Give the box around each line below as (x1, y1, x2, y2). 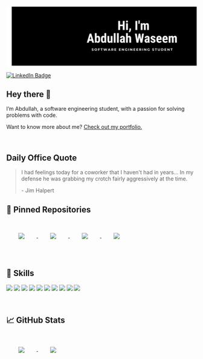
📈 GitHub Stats (6, 315, 65, 326)
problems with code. (6, 111, 57, 119)
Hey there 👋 (6, 89, 51, 99)
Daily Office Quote (6, 153, 77, 163)
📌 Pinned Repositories (6, 204, 91, 215)
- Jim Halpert (21, 187, 54, 194)
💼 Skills (6, 268, 34, 278)
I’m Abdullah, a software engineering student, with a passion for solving (6, 105, 185, 113)
